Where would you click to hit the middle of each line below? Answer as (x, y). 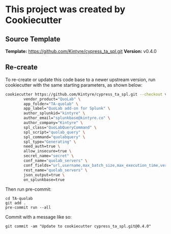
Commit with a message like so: (39, 217)
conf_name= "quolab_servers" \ (55, 161)
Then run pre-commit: (28, 189)
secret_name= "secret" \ (49, 156)
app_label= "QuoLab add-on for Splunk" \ (67, 109)
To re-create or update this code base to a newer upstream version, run (80, 80)
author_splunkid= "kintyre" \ (54, 113)
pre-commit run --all (28, 207)
